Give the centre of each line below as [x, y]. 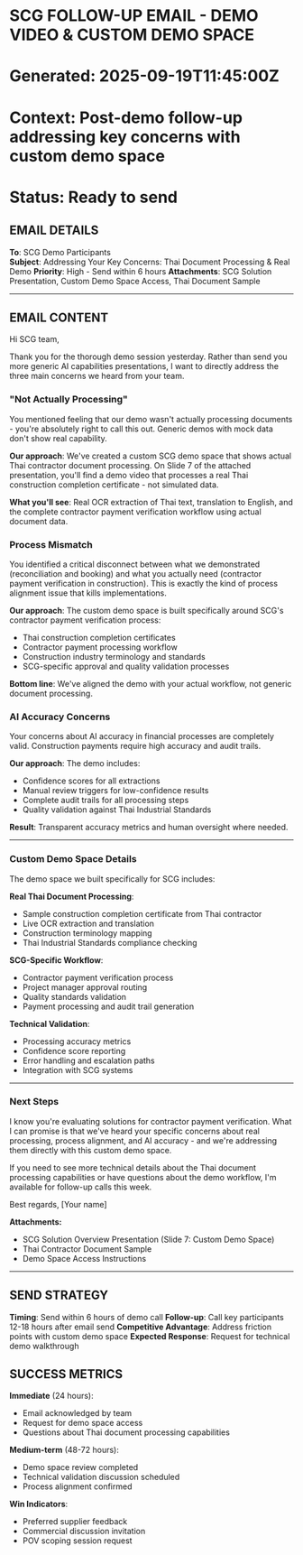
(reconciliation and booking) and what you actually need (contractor [136, 573]
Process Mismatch [51, 544]
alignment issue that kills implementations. [88, 593]
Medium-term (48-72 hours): [64, 1450]
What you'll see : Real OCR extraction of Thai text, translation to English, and [151, 502]
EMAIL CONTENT [59, 317]
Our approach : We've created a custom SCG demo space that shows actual [150, 456]
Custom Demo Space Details [73, 859]
